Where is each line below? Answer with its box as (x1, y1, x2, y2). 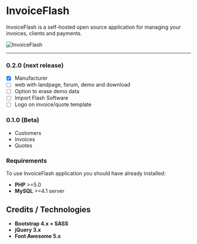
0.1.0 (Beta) (6, 116, 39, 124)
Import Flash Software (14, 94, 69, 101)
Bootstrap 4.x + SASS (14, 220, 69, 227)
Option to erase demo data (14, 88, 80, 95)
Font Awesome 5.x (14, 232, 61, 239)
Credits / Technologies (6, 204, 91, 215)
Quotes (14, 142, 33, 149)
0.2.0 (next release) (6, 61, 64, 69)
